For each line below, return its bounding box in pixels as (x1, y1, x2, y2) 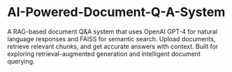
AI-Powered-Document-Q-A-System (7, 4, 226, 20)
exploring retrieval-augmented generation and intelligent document (7, 50, 201, 58)
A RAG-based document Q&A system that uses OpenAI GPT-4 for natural (7, 27, 218, 36)
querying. (7, 57, 35, 65)
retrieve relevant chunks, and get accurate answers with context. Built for (7, 42, 219, 50)
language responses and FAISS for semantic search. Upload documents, (7, 34, 216, 43)
